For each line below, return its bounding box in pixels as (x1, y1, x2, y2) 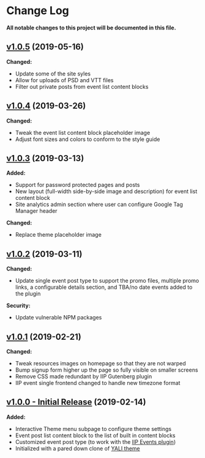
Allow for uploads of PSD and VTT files (15, 76, 114, 83)
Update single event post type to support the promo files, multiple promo (15, 277, 199, 284)
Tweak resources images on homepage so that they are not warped (15, 360, 187, 367)
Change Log (6, 4, 69, 18)
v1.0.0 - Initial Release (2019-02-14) (6, 397, 146, 408)
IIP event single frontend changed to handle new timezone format (15, 380, 181, 386)
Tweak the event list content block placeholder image (15, 129, 151, 136)
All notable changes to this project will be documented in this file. (6, 24, 176, 31)
